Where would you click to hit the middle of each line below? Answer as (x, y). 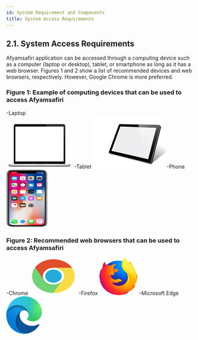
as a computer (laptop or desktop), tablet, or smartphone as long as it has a (99, 64)
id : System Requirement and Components (56, 13)
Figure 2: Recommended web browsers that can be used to (93, 240)
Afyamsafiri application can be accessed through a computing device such (98, 58)
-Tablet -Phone (130, 166)
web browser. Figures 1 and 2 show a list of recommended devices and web (99, 71)
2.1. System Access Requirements (70, 44)
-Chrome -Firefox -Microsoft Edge (93, 293)
